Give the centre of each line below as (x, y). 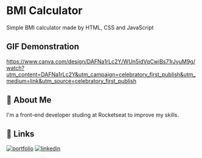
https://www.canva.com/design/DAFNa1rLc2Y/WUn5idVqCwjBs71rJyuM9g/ (101, 61)
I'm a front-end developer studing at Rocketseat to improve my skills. (93, 115)
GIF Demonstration (43, 47)
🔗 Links (20, 134)
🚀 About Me (29, 100)
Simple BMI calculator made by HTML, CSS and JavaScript (80, 27)
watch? (16, 68)
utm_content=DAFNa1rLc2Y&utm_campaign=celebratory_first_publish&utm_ (101, 74)
